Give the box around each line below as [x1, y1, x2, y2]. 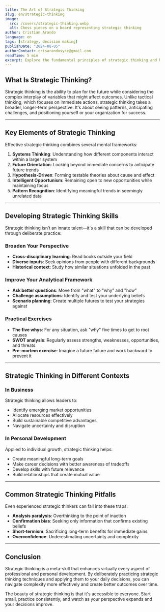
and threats [12, 342, 36, 348]
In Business [5, 386, 33, 393]
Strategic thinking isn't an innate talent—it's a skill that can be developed [5, 225, 152, 231]
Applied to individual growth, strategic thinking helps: [5, 446, 113, 452]
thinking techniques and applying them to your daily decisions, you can [5, 576, 149, 582]
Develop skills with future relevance [12, 466, 85, 472]
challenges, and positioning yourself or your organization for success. [5, 110, 147, 116]
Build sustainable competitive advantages [12, 418, 97, 424]
